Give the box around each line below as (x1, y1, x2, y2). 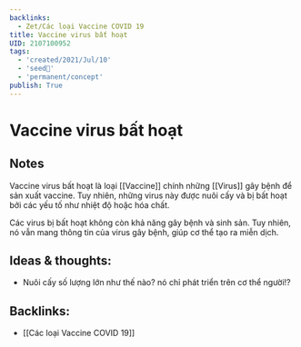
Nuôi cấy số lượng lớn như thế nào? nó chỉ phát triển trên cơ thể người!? (22, 277, 291, 288)
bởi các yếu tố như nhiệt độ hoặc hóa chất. (9, 199, 170, 210)
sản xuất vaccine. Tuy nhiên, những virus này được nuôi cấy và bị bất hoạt (9, 190, 288, 201)
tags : (9, 47, 30, 56)
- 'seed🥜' (17, 64, 55, 74)
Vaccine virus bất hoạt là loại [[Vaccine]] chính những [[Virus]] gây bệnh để (9, 180, 293, 191)
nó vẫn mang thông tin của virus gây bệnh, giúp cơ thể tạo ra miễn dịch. (9, 226, 279, 237)
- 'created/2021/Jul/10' (17, 55, 112, 64)
